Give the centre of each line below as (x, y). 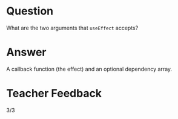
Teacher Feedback (54, 93)
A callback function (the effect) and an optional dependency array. (89, 69)
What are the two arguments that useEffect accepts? (72, 28)
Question (30, 11)
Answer (26, 52)
